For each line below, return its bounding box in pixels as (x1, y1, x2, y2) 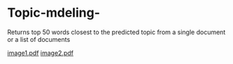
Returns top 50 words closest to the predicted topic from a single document (7, 28, 226, 36)
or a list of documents (7, 35, 71, 43)
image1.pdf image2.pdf (7, 49, 73, 57)
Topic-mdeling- (7, 5, 100, 21)
